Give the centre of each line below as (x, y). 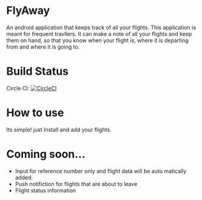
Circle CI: (18, 88)
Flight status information (45, 190)
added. (24, 178)
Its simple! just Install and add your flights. (59, 129)
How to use (35, 113)
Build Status (37, 71)
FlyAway (28, 11)
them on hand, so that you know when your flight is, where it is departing (98, 40)
